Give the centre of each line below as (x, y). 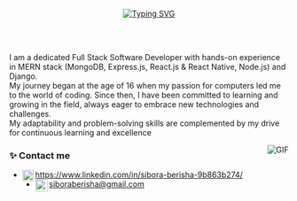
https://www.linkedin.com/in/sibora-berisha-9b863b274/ (139, 175)
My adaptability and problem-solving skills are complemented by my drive (145, 123)
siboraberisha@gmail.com (96, 184)
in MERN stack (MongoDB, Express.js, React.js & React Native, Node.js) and (148, 67)
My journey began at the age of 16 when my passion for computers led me (145, 85)
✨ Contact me (40, 155)
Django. (23, 76)
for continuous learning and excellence (81, 132)
